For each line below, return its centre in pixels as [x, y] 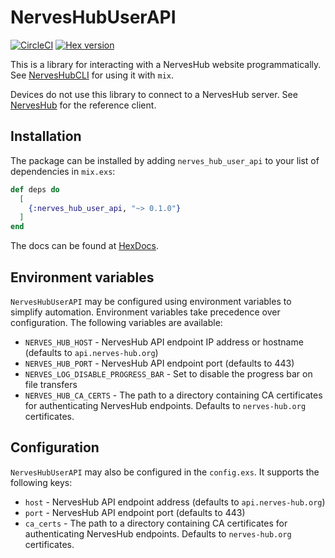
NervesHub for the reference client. [83, 105]
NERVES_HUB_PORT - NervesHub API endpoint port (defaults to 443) [159, 363]
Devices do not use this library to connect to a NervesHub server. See [154, 94]
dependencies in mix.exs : [63, 171]
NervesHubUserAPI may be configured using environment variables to [151, 301]
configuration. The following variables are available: [116, 322]
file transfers [51, 384]
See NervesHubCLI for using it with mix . [92, 75]
